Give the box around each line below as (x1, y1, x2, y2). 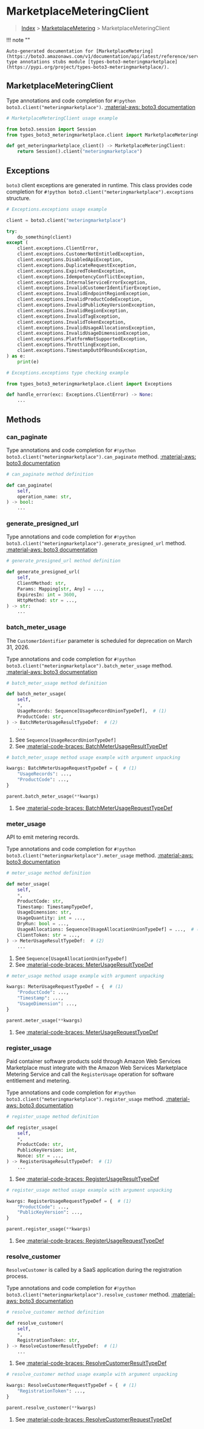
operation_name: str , (17, 493, 72, 500)
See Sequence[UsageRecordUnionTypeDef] (15, 736, 117, 743)
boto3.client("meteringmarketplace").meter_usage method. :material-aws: (6, 852, 194, 859)
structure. (6, 194, 31, 202)
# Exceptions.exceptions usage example (6, 206, 107, 212)
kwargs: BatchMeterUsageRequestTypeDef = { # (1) (6, 765, 137, 772)
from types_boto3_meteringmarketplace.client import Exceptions (6, 381, 172, 387)
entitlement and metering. (6, 1076, 71, 1084)
